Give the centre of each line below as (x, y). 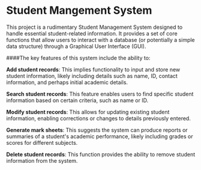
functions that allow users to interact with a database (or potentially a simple (100, 40)
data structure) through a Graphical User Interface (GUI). (76, 46)
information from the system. (42, 160)
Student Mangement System (79, 11)
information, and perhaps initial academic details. (67, 82)
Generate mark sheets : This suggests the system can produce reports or (97, 130)
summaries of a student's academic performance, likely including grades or (100, 136)
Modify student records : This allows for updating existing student (88, 112)
